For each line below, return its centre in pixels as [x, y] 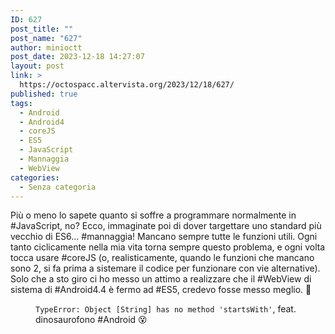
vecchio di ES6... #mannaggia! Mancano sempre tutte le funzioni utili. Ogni [164, 237]
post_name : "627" [46, 38]
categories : [35, 177]
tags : [21, 103]
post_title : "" [42, 29]
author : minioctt [46, 47]
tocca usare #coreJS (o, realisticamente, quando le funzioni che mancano [162, 258]
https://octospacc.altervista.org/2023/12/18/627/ [127, 85]
